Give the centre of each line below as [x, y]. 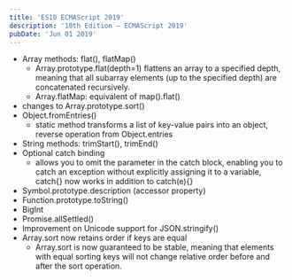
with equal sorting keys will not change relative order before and [153, 257]
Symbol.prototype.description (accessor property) [114, 191]
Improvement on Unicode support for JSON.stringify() [120, 229]
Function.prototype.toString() [75, 200]
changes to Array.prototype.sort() [83, 106]
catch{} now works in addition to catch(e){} [114, 182]
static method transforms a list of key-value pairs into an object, [151, 125]
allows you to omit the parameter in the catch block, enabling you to [159, 163]
